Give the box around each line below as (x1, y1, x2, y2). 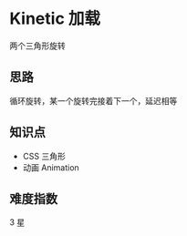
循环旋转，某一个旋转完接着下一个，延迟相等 (9, 95, 178, 106)
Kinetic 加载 (9, 8, 100, 29)
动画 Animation (22, 161, 79, 173)
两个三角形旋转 (9, 40, 66, 51)
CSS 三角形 (22, 150, 66, 161)
